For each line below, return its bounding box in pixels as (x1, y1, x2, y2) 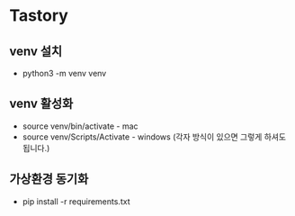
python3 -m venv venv (22, 68, 107, 78)
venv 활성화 (9, 96, 74, 112)
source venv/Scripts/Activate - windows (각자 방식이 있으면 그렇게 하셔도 (22, 131, 286, 142)
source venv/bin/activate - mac (22, 121, 139, 131)
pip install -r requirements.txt (22, 195, 130, 207)
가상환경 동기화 (9, 172, 89, 187)
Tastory (9, 5, 69, 26)
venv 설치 (9, 43, 63, 58)
